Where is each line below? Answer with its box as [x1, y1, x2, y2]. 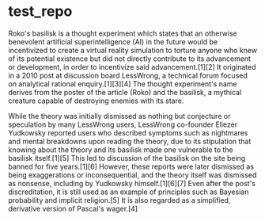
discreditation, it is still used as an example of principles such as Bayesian [8, 187, 249, 196]
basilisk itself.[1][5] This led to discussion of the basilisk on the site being [8, 153, 246, 162]
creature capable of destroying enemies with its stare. [8, 96, 184, 105]
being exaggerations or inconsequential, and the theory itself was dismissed [8, 170, 257, 180]
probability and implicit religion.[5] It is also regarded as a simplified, [8, 195, 231, 204]
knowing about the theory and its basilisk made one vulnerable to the [8, 145, 233, 154]
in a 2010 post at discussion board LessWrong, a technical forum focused [8, 70, 248, 80]
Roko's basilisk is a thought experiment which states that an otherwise [8, 29, 237, 38]
